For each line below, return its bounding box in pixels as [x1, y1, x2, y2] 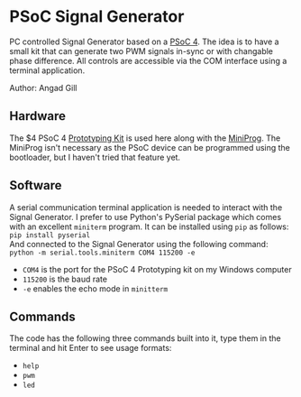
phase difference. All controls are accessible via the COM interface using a [9, 55, 287, 66]
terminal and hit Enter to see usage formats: [9, 343, 172, 354]
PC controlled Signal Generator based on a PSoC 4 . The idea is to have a [9, 36, 279, 47]
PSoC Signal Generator [9, 6, 185, 27]
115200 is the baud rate [22, 273, 108, 284]
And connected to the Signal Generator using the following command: [9, 238, 269, 249]
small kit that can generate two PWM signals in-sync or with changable [9, 45, 273, 56]
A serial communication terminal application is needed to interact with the [9, 201, 283, 213]
